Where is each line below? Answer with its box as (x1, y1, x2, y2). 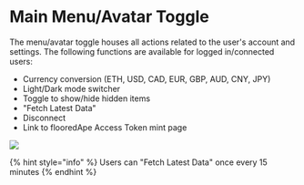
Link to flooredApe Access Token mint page (22, 121, 187, 133)
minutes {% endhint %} (9, 166, 97, 177)
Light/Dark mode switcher (22, 83, 121, 94)
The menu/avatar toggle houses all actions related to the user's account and (9, 36, 296, 47)
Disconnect (22, 112, 66, 123)
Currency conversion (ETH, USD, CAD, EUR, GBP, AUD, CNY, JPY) (22, 73, 271, 84)
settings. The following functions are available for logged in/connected (9, 46, 275, 57)
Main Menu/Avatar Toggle (9, 6, 209, 27)
